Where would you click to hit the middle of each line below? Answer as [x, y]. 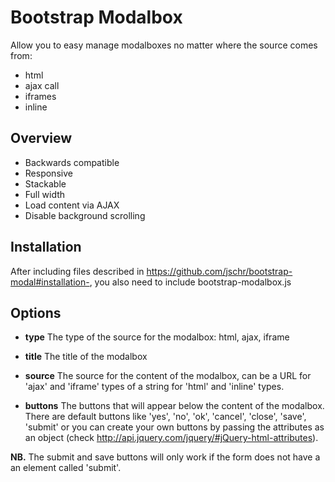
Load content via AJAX [72, 205]
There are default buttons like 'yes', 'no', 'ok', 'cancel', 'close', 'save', [165, 417]
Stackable [45, 183]
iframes [40, 96]
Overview [41, 138]
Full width [45, 194]
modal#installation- [50, 282]
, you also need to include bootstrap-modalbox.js [190, 282]
